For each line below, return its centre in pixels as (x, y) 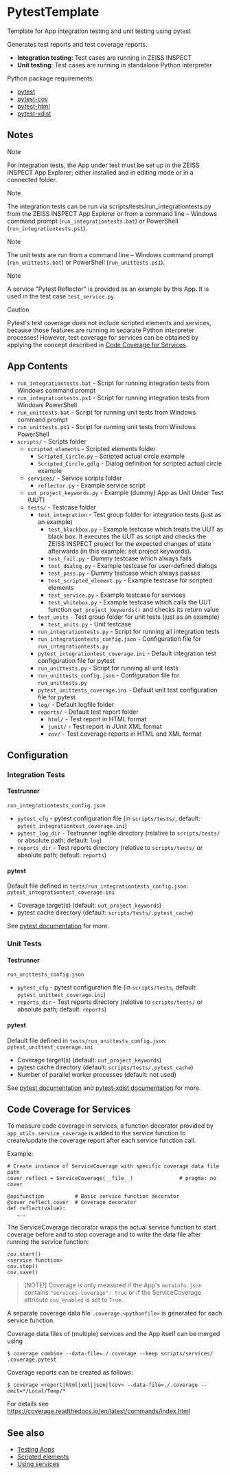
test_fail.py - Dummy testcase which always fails (120, 558)
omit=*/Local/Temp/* (37, 1391)
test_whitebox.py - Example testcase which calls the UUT (130, 602)
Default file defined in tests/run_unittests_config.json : (87, 1040)
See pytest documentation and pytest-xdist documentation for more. (104, 1088)
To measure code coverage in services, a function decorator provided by (111, 1126)
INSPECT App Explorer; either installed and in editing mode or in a (100, 172)
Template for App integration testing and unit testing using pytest (99, 31)
